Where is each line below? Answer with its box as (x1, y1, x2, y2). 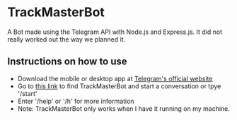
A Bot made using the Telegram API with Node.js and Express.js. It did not (7, 28, 223, 36)
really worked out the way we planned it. (7, 35, 126, 43)
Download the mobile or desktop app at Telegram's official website (17, 74, 213, 83)
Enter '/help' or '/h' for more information (17, 97, 134, 105)
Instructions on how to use (7, 56, 127, 68)
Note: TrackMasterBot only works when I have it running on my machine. (17, 104, 230, 113)
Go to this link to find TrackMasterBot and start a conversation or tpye (17, 82, 221, 90)
